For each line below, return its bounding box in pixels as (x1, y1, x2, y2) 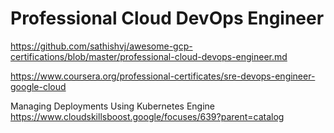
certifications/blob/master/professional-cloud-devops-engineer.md (10, 50, 288, 62)
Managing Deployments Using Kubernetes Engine (10, 100, 215, 112)
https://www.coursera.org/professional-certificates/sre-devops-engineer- (10, 70, 316, 82)
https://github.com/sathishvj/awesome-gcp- (10, 40, 193, 52)
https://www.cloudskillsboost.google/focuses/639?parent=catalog (10, 110, 285, 122)
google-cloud (10, 80, 67, 92)
